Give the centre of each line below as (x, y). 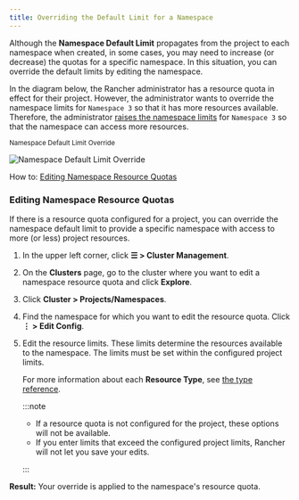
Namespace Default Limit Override (62, 143)
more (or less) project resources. (70, 238)
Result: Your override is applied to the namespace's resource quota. (135, 486)
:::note (34, 406)
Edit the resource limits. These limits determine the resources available (152, 343)
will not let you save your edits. (92, 452)
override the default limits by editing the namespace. (106, 71)
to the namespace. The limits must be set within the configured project (152, 352)
